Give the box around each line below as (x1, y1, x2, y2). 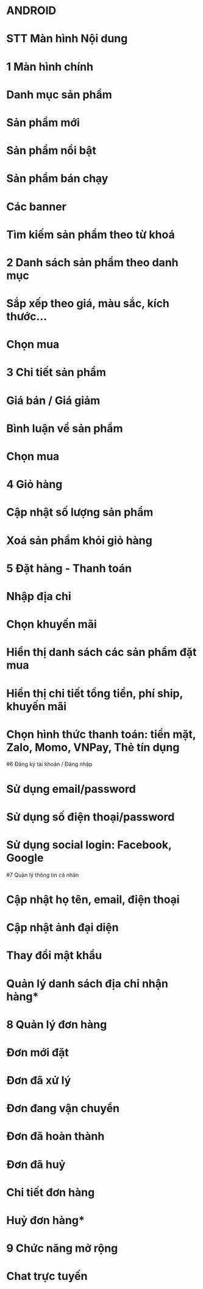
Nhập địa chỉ (6, 589, 71, 603)
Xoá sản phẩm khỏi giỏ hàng (6, 533, 152, 548)
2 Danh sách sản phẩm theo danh (6, 255, 179, 269)
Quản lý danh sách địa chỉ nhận (6, 976, 169, 990)
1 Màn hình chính (6, 59, 93, 73)
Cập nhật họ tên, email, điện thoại (6, 893, 180, 906)
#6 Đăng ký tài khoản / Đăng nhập (6, 760, 93, 768)
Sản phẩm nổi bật (6, 144, 96, 158)
